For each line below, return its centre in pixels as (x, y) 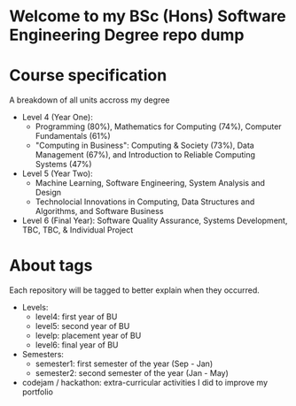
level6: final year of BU (77, 345)
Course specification (88, 76)
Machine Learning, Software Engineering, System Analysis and (150, 183)
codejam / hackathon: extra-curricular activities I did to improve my (145, 383)
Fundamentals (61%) (73, 136)
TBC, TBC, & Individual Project (78, 230)
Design (48, 193)
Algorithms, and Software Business (99, 211)
